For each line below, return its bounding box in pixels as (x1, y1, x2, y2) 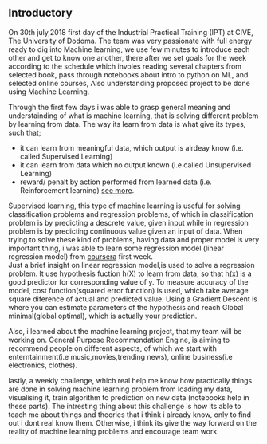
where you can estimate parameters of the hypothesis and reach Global (8, 302, 244, 312)
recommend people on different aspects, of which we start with (8, 343, 217, 353)
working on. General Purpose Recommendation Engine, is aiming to (8, 335, 230, 344)
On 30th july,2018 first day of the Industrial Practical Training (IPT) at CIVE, (8, 27, 253, 37)
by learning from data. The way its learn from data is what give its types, (8, 119, 246, 128)
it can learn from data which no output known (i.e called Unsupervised (19, 159, 252, 170)
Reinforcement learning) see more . (19, 185, 135, 194)
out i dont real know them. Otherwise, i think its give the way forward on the (8, 418, 257, 427)
